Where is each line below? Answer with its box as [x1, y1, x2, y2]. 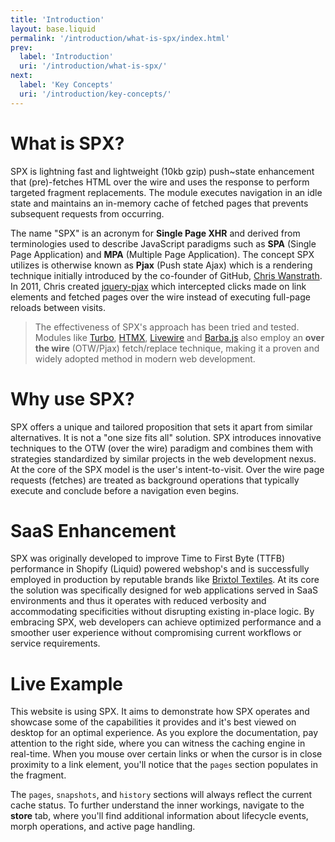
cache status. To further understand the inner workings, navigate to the [10, 799, 305, 811]
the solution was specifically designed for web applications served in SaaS [10, 584, 319, 596]
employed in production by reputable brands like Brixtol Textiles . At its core [10, 574, 320, 586]
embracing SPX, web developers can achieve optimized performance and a [10, 616, 322, 628]
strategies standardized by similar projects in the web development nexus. [10, 452, 317, 465]
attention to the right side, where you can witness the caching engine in [10, 737, 306, 750]
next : [10, 71, 33, 81]
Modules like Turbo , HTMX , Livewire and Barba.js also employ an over [34, 331, 325, 343]
